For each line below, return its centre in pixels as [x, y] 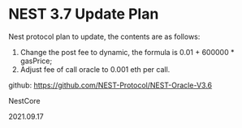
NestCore [24, 100]
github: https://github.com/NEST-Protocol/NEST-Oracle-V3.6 [110, 85]
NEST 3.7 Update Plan [84, 14]
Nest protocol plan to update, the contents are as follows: [104, 36]
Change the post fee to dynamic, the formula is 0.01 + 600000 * [127, 52]
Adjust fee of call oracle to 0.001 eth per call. [95, 69]
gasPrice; [36, 61]
